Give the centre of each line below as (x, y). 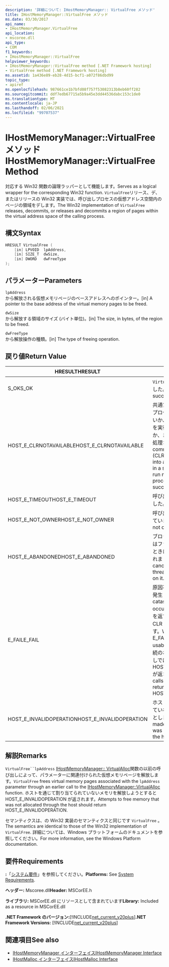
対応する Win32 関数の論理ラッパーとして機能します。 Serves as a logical (81, 186)
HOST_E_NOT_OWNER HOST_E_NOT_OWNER (61, 520)
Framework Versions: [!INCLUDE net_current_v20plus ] (62, 923)
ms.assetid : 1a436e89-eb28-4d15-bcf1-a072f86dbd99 (59, 75)
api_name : (16, 24)
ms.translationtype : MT (30, 99)
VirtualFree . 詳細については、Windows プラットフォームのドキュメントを (82, 832)
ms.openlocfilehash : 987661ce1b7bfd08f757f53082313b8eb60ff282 (73, 89)
